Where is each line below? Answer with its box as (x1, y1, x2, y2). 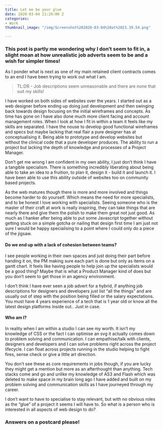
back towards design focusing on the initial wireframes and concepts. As (5, 108, 151, 114)
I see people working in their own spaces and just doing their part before (5, 253, 150, 259)
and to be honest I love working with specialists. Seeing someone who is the (5, 200, 158, 206)
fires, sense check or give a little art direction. (5, 351, 97, 357)
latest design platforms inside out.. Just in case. (5, 303, 101, 309)
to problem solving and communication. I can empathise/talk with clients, (5, 336, 151, 341)
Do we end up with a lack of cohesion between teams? (5, 242, 117, 248)
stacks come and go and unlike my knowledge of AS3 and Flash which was (5, 371, 156, 377)
